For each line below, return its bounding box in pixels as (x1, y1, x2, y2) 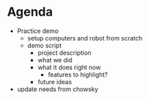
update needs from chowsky (16, 85, 98, 93)
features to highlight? (47, 70, 108, 79)
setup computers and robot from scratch (27, 34, 143, 42)
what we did (37, 55, 73, 64)
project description (37, 49, 91, 57)
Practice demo (16, 27, 59, 35)
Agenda (7, 4, 53, 20)
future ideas (37, 77, 72, 86)
